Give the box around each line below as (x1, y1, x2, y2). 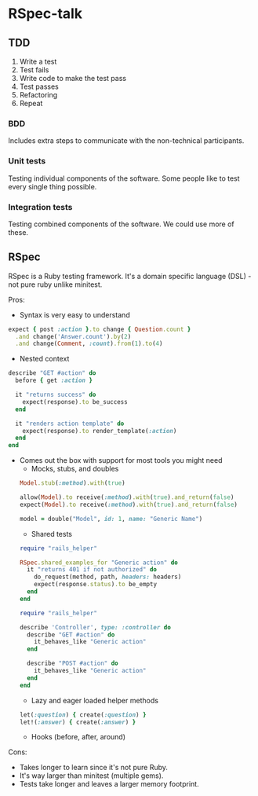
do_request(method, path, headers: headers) (34, 573, 182, 581)
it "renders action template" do (15, 420, 125, 427)
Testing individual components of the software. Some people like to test (8, 174, 241, 183)
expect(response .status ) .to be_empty (34, 581, 158, 589)
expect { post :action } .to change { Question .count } (8, 325, 191, 333)
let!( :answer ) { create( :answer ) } (19, 718, 136, 726)
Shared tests (31, 529, 73, 538)
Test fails (19, 65, 49, 75)
